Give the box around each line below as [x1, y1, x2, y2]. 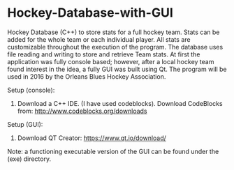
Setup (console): [7, 86, 55, 94]
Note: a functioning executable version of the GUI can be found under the [7, 147, 219, 155]
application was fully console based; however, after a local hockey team [7, 57, 214, 65]
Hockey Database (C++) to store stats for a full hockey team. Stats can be [7, 28, 220, 36]
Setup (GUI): [7, 120, 43, 128]
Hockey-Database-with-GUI [7, 5, 173, 21]
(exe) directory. [7, 155, 51, 163]
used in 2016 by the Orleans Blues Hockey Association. [7, 72, 166, 81]
